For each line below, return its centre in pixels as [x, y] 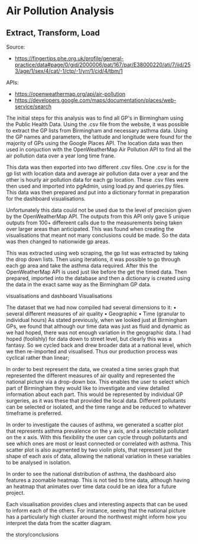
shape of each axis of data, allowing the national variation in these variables [98, 456]
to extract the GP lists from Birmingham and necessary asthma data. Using [97, 131]
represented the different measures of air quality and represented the [91, 375]
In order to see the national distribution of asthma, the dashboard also [91, 474]
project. [16, 493]
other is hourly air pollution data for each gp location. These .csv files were [98, 180]
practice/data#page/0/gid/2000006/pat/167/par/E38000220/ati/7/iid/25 [103, 65]
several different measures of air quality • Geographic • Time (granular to [95, 314]
